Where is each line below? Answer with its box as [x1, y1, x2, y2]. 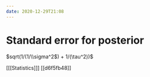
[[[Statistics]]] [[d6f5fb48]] [6, 64, 71, 71]
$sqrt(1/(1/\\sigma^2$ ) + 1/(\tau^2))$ [6, 53, 94, 60]
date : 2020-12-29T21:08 [6, 8, 64, 15]
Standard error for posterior [6, 33, 145, 47]
